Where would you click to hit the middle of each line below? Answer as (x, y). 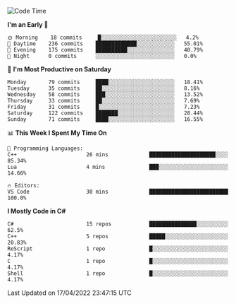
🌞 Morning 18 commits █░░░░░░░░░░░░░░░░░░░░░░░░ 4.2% (103, 37)
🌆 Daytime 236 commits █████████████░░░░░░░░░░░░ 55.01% (105, 44)
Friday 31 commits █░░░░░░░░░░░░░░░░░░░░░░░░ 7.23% (104, 107)
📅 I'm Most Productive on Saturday (59, 69)
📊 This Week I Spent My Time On (57, 133)
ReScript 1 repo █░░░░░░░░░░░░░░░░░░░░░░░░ (118, 249)
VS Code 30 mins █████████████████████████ (118, 192)
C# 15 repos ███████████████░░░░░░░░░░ (118, 224)
